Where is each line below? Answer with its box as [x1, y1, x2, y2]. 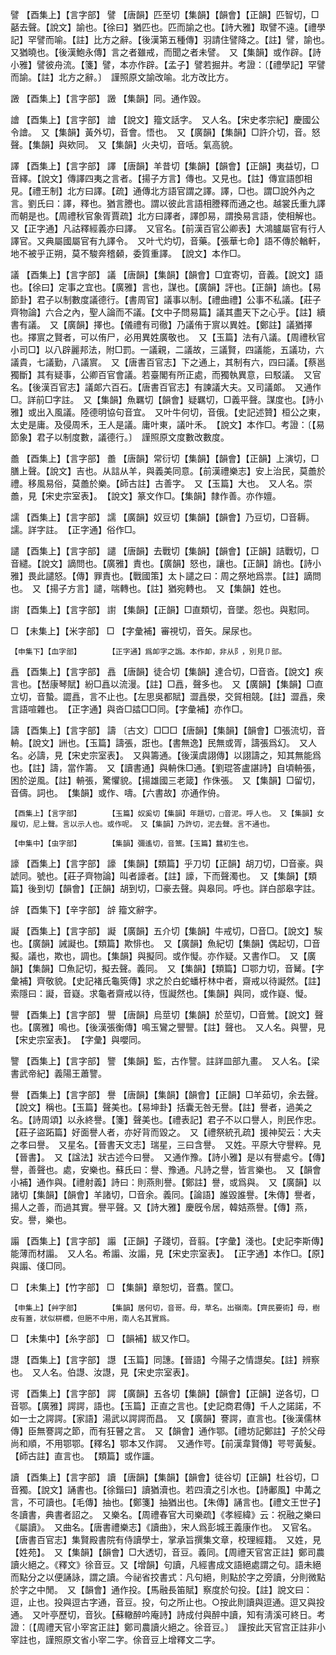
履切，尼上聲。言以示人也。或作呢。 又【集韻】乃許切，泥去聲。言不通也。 [10, 819, 275, 829]
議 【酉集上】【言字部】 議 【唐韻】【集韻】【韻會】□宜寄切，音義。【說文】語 [10, 269, 324, 280]
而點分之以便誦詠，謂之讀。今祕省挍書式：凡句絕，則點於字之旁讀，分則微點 [10, 1571, 326, 1583]
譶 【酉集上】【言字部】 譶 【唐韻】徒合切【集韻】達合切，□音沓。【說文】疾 [10, 666, 324, 677]
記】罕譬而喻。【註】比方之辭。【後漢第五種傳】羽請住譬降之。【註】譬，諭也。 [10, 34, 326, 45]
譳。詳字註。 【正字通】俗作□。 [10, 524, 142, 535]
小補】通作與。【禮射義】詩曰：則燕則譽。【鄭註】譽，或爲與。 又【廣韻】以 [10, 1176, 322, 1188]
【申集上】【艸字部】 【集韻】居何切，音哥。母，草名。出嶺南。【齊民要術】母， [10, 1303, 313, 1313]
